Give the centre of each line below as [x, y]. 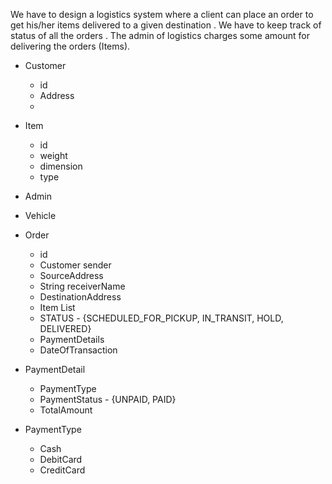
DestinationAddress [80, 297]
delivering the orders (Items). [70, 46]
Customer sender [75, 265]
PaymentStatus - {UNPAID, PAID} [108, 399]
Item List [57, 307]
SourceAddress [71, 275]
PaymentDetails [72, 339]
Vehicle [40, 215]
